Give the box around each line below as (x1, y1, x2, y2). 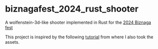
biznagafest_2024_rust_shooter (5, 3, 138, 15)
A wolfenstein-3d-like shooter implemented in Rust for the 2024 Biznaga (5, 19, 152, 25)
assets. (5, 39, 20, 45)
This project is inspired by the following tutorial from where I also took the (5, 34, 154, 40)
